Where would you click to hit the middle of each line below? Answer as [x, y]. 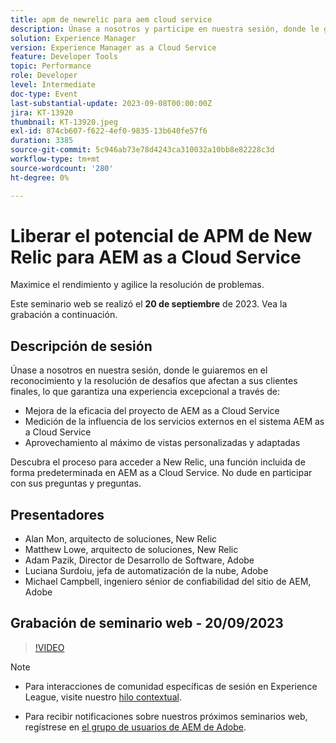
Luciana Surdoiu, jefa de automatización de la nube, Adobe [146, 571]
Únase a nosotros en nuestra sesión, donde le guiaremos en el [139, 370]
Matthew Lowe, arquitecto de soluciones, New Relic [131, 550]
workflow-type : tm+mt [55, 159]
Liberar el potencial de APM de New [161, 235]
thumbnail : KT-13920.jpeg [64, 122]
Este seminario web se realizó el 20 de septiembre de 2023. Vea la [149, 304]
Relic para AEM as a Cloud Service [156, 257]
